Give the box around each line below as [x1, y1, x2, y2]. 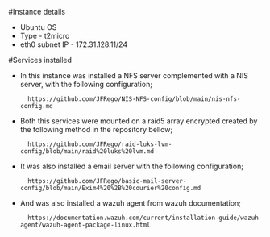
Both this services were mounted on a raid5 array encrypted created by [19, 116, 258, 126]
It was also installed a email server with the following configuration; [19, 161, 244, 171]
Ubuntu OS [19, 23, 57, 31]
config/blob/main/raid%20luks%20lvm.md [19, 148, 155, 156]
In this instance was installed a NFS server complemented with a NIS [19, 71, 248, 80]
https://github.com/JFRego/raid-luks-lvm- [27, 140, 172, 148]
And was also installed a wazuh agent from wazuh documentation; [19, 198, 242, 208]
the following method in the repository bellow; [19, 125, 173, 134]
